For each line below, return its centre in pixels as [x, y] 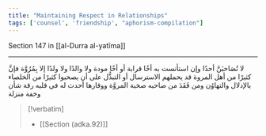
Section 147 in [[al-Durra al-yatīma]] [67, 45]
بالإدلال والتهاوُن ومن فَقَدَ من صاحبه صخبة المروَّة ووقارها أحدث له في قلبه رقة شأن [130, 85]
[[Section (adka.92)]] [74, 124]
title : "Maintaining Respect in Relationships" [88, 15]
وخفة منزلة [25, 93]
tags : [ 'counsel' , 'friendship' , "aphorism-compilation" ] [106, 23]
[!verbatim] [46, 108]
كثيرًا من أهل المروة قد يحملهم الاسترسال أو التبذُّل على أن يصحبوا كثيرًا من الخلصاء [130, 77]
